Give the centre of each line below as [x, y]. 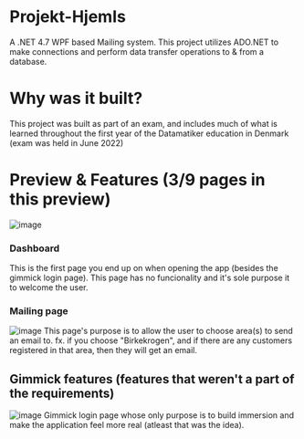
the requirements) [62, 393]
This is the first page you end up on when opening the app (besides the [144, 268]
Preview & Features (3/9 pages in [138, 180]
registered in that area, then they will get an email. [104, 350]
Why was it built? [76, 99]
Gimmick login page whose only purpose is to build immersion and [169, 415]
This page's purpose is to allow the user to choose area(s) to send [169, 331]
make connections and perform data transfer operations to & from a [137, 51]
